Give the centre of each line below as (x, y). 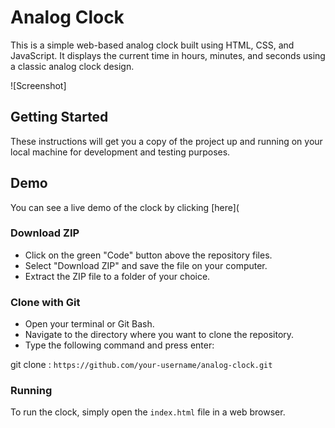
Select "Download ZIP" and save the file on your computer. (146, 265)
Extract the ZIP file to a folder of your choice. (117, 276)
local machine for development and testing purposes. (120, 152)
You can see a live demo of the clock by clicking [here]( (125, 207)
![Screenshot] (38, 85)
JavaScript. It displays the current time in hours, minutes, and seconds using (168, 55)
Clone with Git (45, 302)
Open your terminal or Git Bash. (89, 324)
